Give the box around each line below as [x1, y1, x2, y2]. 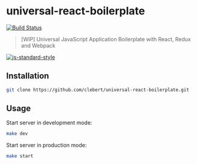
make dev [6, 130, 28, 137]
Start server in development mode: [6, 119, 92, 126]
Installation [6, 71, 49, 81]
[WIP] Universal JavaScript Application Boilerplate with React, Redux [20, 35, 191, 42]
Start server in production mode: [6, 142, 87, 149]
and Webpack [20, 42, 56, 49]
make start [6, 153, 34, 159]
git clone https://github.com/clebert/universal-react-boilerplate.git [6, 87, 189, 93]
